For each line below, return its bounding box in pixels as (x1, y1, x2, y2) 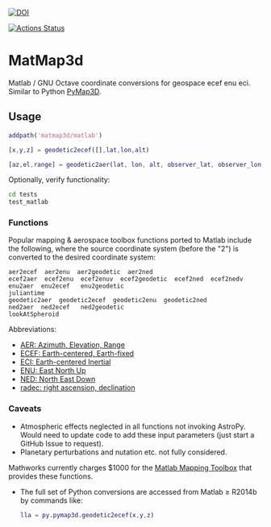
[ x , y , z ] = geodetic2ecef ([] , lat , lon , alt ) (8, 146, 150, 154)
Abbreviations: (8, 325, 56, 334)
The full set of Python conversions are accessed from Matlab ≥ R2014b (19, 487, 257, 496)
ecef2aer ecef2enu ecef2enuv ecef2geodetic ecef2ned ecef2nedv (8, 275, 244, 284)
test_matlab (8, 198, 48, 206)
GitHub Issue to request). (19, 438, 104, 448)
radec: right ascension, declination (19, 383, 135, 392)
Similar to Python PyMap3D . (8, 86, 102, 96)
